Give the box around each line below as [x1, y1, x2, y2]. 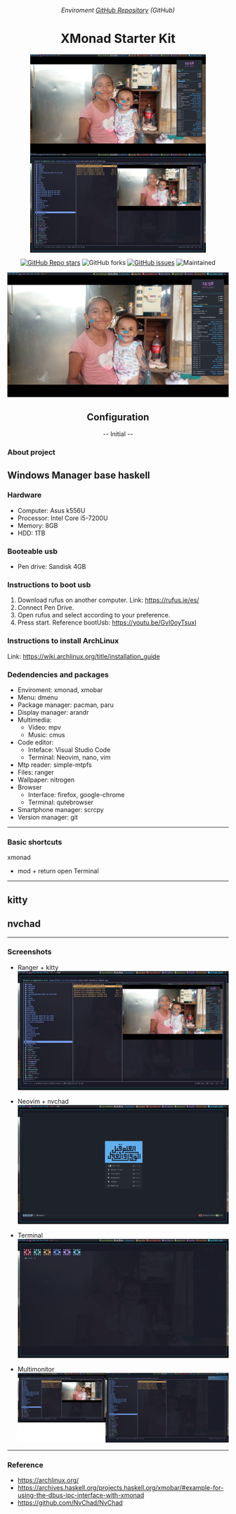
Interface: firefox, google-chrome [27, 791, 125, 799]
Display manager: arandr [17, 708, 89, 717]
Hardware [7, 490, 42, 500]
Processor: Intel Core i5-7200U [17, 514, 108, 522]
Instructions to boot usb [7, 580, 91, 590]
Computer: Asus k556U [17, 506, 86, 515]
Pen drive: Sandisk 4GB [17, 562, 86, 571]
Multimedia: [17, 715, 52, 725]
